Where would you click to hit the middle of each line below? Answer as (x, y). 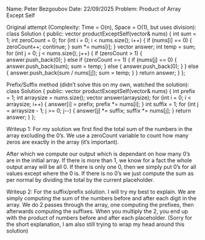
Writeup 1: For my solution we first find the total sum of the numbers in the (99, 129)
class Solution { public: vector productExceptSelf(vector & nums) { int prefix (101, 91)
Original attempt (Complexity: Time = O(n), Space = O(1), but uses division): (101, 27)
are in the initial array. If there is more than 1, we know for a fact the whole (99, 160)
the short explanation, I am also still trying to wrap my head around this (95, 224)
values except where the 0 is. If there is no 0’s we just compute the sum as (100, 173)
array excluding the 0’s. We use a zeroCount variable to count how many (98, 135)
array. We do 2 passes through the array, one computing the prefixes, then (100, 205)
